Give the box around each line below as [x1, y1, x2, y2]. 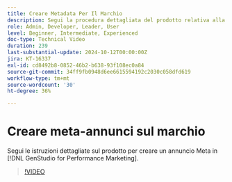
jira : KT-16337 [7, 56, 51, 63]
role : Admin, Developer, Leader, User [7, 23, 119, 30]
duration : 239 [7, 42, 49, 49]
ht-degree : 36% [7, 88, 51, 94]
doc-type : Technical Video [7, 36, 85, 43]
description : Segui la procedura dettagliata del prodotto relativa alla [7, 17, 226, 24]
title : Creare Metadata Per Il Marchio [7, 10, 123, 17]
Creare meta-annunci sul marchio [7, 124, 206, 140]
